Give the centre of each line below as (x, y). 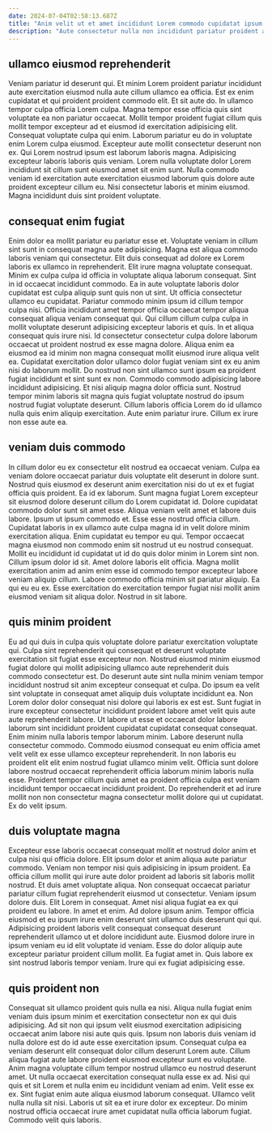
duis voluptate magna (64, 831)
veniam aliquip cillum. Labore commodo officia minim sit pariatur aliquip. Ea (134, 579)
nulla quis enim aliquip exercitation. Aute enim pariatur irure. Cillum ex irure (134, 413)
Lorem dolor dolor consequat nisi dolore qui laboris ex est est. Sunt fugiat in (135, 702)
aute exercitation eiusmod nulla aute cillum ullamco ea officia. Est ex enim (131, 92)
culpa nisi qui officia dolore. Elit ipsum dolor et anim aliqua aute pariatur (127, 859)
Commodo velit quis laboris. (55, 1120)
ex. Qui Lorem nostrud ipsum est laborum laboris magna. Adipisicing (122, 153)
